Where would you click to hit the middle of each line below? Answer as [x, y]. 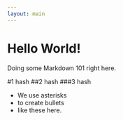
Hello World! [44, 48]
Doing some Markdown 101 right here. [62, 68]
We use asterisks [42, 95]
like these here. [39, 110]
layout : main [26, 14]
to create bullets [41, 102]
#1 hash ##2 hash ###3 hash [49, 81]
